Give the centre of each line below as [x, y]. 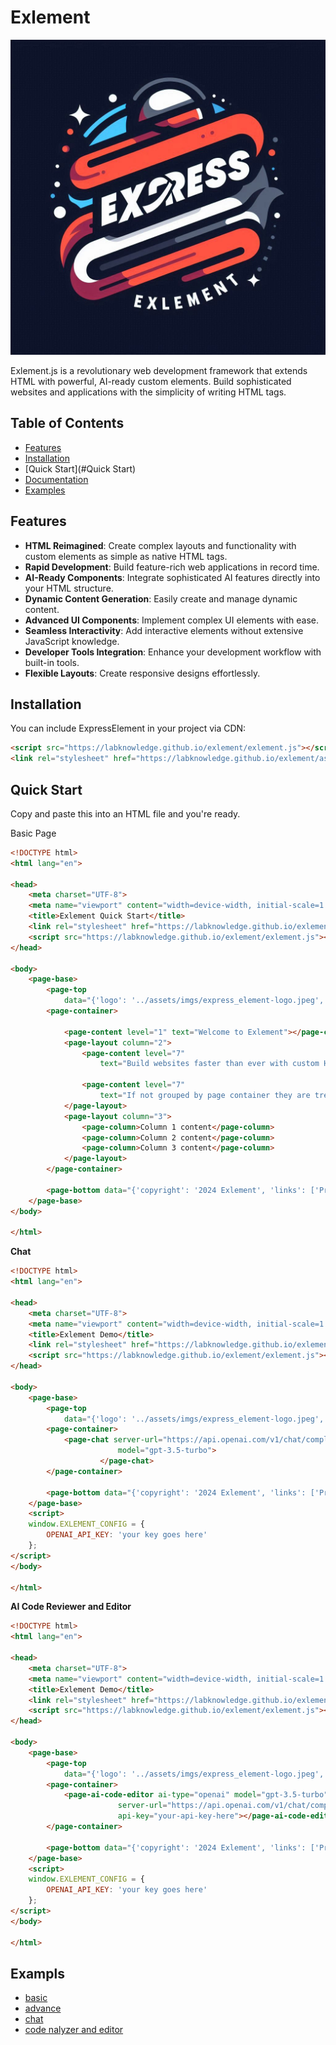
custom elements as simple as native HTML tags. [126, 556]
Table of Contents [67, 423]
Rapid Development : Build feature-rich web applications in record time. [172, 567]
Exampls [37, 1973]
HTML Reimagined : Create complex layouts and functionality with [160, 545]
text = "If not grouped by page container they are [205, 1096]
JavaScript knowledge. [72, 641]
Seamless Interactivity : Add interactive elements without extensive [164, 630]
